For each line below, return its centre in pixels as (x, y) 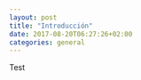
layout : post (33, 17)
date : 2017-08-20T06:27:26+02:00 (71, 34)
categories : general (47, 42)
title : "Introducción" (51, 26)
